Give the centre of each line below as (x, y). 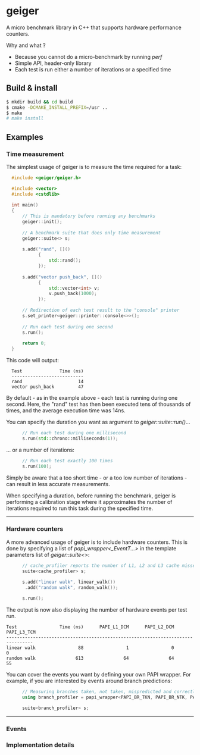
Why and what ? (26, 45)
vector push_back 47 (48, 387)
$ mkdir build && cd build (40, 102)
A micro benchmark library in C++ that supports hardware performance (94, 27)
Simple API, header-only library (53, 63)
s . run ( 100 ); (37, 466)
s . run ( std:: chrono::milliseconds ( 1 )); (70, 438)
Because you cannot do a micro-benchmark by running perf (88, 57)
